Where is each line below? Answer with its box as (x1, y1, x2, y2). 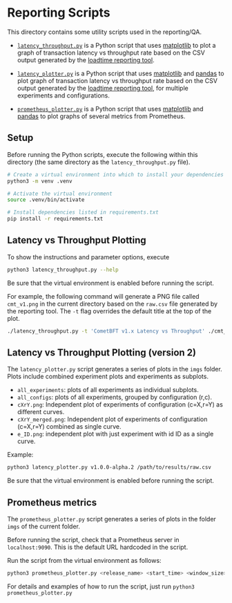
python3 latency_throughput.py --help (7, 266, 119, 273)
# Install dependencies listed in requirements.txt (7, 209, 159, 216)
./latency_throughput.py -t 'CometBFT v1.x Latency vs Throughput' (7, 327, 206, 335)
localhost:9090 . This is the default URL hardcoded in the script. (7, 543, 188, 551)
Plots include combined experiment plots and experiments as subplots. (7, 372, 209, 381)
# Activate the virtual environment (7, 190, 113, 197)
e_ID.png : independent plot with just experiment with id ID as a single (17, 430, 214, 438)
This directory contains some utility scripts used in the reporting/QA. (7, 28, 202, 36)
